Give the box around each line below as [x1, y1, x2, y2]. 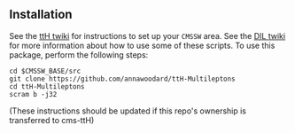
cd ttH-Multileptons [9, 82, 86, 91]
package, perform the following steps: [9, 49, 149, 60]
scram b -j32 [9, 90, 58, 98]
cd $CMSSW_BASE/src [9, 66, 82, 75]
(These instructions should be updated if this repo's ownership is [9, 106, 246, 116]
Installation [9, 7, 73, 22]
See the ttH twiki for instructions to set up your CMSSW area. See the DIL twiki [9, 30, 286, 41]
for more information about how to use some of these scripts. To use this [9, 40, 276, 51]
